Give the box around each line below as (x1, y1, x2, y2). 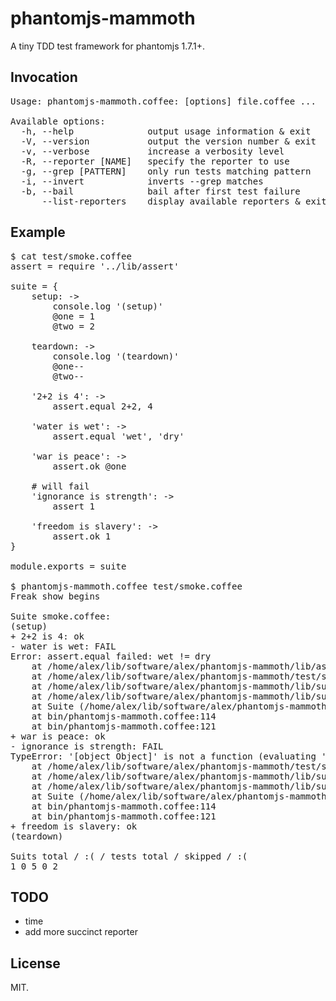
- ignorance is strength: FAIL (10, 740, 164, 752)
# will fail (31, 480, 90, 492)
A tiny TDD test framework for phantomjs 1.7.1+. (10, 40, 206, 52)
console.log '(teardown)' (52, 350, 180, 362)
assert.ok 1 (52, 530, 112, 542)
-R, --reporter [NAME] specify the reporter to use (20, 155, 290, 167)
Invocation (10, 69, 78, 86)
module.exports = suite (10, 560, 127, 572)
